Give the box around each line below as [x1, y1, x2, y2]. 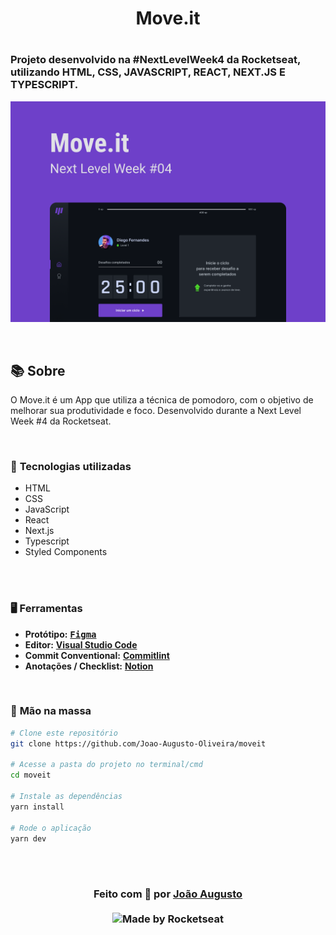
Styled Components [24, 546, 108, 558]
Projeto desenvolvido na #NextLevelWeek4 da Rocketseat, [10, 53, 301, 67]
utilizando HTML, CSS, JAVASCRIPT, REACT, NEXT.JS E [10, 65, 286, 79]
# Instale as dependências [10, 792, 123, 802]
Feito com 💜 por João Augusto [93, 887, 243, 901]
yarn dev [10, 833, 47, 844]
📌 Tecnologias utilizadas [10, 459, 132, 473]
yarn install [10, 802, 65, 812]
